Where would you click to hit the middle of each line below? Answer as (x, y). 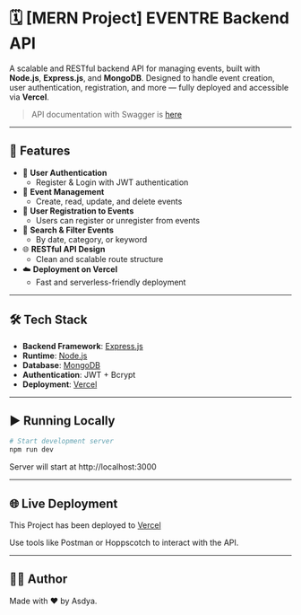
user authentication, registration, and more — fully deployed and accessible (149, 87)
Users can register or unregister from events (117, 220)
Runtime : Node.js (55, 356)
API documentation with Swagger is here (106, 114)
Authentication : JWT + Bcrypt (79, 374)
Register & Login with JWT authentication (112, 182)
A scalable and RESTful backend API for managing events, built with (135, 68)
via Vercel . (29, 97)
